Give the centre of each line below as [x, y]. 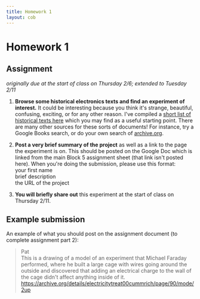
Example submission [46, 219]
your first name [33, 170]
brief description [35, 176]
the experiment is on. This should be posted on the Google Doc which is [104, 151]
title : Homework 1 [29, 12]
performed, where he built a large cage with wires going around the [104, 264]
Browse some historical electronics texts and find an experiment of [100, 101]
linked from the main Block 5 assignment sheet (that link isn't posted [99, 157]
